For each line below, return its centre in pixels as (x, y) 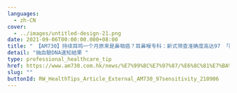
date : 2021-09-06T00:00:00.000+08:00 (63, 40)
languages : (23, 14)
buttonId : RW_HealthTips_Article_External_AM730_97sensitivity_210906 (113, 79)
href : (15, 66)
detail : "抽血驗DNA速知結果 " (48, 53)
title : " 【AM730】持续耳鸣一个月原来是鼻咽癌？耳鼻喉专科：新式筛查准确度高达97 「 (118, 46)
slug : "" (20, 72)
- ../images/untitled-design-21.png (67, 33)
